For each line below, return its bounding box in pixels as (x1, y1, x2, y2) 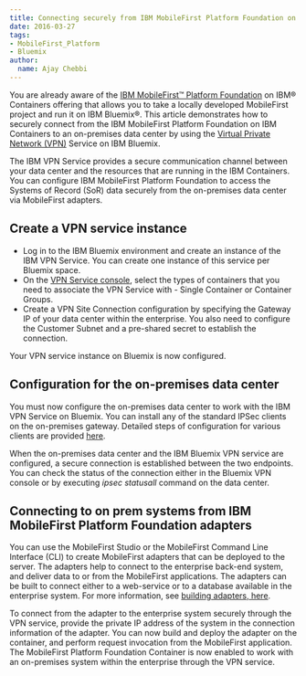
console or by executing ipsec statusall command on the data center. (9, 477, 269, 488)
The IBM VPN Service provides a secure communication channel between (9, 155, 288, 166)
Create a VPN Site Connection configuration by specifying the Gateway (22, 303, 291, 314)
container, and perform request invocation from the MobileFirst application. (9, 637, 292, 649)
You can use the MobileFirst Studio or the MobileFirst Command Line (9, 542, 269, 553)
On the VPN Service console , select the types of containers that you (22, 274, 280, 285)
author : (9, 56, 39, 65)
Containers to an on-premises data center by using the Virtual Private (9, 128, 271, 139)
